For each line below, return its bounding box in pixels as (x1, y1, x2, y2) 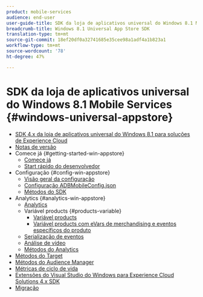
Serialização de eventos (24, 233, 84, 240)
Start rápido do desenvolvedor (24, 162, 100, 169)
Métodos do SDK (24, 188, 66, 195)
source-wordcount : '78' (6, 48, 66, 54)
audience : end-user (6, 14, 56, 20)
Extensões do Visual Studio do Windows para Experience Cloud (14, 271, 174, 278)
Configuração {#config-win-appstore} (14, 169, 111, 176)
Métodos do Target (14, 252, 63, 259)
